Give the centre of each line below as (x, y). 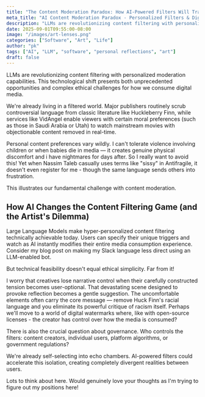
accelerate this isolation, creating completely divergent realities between (98, 363)
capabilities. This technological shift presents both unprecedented (89, 81)
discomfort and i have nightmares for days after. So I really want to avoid (98, 157)
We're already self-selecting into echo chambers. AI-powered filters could (99, 356)
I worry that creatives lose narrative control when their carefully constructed (102, 281)
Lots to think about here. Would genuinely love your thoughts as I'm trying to (103, 381)
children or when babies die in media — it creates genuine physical (91, 150)
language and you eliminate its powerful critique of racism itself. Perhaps (98, 307)
